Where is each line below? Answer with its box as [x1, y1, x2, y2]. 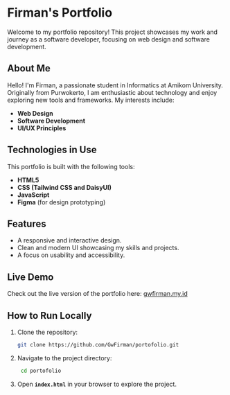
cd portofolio [20, 367, 62, 374]
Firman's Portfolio [7, 5, 113, 21]
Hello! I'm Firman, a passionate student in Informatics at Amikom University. [7, 81, 224, 89]
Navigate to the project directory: [17, 353, 112, 362]
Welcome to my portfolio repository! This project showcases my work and [7, 28, 218, 36]
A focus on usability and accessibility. [17, 251, 125, 259]
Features [7, 218, 46, 229]
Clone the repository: [17, 328, 78, 336]
